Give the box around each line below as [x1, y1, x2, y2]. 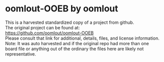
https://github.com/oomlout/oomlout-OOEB [5, 30, 94, 36]
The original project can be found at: [5, 24, 80, 30]
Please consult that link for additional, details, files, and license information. [5, 35, 160, 41]
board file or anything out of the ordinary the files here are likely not [5, 46, 144, 52]
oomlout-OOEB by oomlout [5, 3, 118, 14]
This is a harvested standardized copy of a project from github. [5, 19, 134, 25]
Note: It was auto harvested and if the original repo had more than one [5, 40, 149, 46]
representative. [5, 51, 36, 57]
